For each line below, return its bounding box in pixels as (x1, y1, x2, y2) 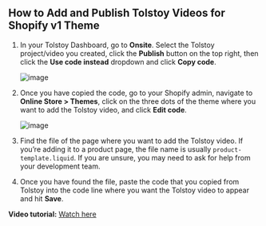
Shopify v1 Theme (8, 19, 100, 33)
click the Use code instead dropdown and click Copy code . (19, 57, 217, 66)
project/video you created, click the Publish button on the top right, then (19, 48, 259, 58)
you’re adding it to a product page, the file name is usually (19, 144, 212, 154)
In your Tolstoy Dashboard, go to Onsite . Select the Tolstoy (19, 40, 215, 50)
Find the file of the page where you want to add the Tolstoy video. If (19, 136, 244, 145)
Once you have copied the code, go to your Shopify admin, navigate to (19, 88, 253, 97)
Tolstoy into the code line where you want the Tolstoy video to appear (19, 185, 250, 195)
